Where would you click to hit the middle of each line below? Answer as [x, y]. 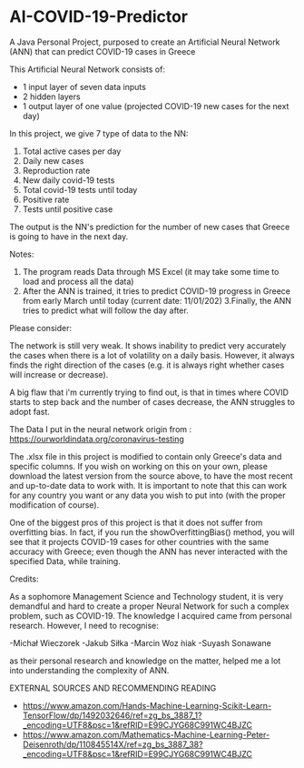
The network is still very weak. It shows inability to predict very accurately [148, 345]
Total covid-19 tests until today [80, 189]
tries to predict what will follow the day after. [105, 310]
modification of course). [54, 505]
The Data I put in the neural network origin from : [101, 429]
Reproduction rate [56, 170]
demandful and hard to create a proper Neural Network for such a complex [149, 606]
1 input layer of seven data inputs [84, 86]
